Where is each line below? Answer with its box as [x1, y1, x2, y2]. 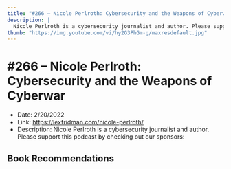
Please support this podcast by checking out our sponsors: [16, 133, 185, 141]
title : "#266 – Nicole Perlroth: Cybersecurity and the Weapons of [7, 10, 205, 17]
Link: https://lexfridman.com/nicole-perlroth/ [16, 118, 144, 126]
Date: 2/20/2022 [16, 111, 65, 119]
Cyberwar [7, 88, 66, 104]
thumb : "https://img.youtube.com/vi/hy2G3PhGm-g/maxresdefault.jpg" [7, 29, 208, 36]
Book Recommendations [7, 153, 115, 164]
